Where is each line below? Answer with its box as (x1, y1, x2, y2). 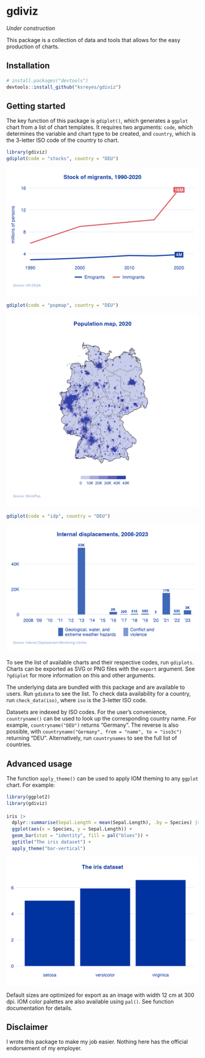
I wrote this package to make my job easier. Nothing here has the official (6, 1038, 188, 1046)
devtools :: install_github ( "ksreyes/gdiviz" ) (6, 84, 121, 90)
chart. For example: (6, 781, 56, 788)
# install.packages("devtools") (6, 78, 88, 84)
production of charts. (6, 43, 60, 50)
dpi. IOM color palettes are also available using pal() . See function (6, 997, 174, 1005)
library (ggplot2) (6, 793, 51, 800)
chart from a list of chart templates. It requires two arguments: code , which (6, 123, 193, 131)
